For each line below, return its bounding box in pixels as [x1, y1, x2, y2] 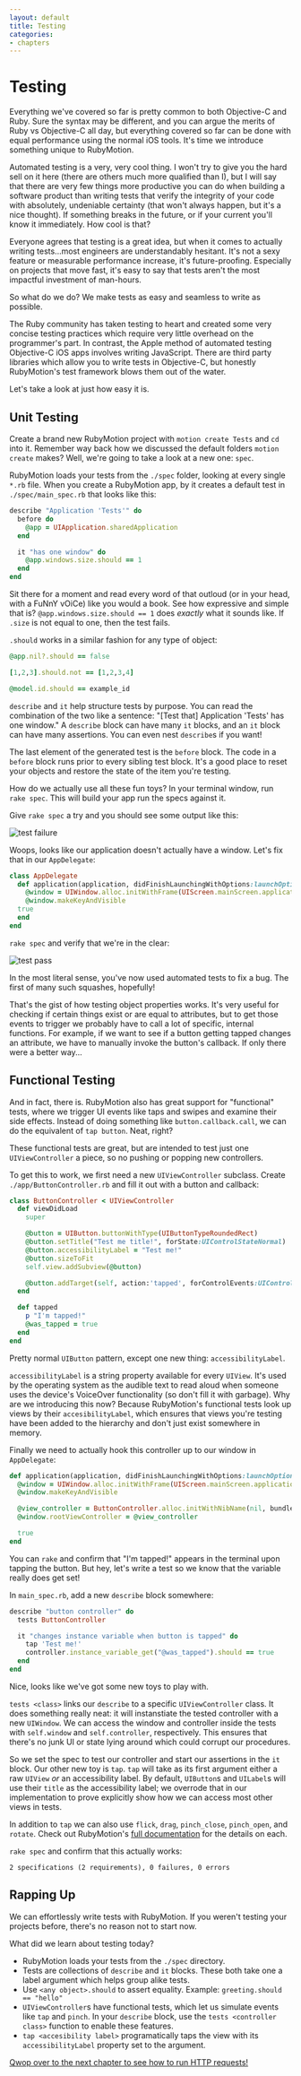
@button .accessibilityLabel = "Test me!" [25, 1245, 182, 1255]
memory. [9, 1427, 42, 1438]
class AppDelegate [9, 871, 78, 880]
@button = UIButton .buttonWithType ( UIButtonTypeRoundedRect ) [25, 1229, 258, 1238]
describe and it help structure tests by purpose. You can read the [9, 700, 254, 711]
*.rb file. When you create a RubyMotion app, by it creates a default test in [9, 480, 286, 489]
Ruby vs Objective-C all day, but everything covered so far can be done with [9, 125, 291, 136]
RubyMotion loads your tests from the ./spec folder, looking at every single [9, 470, 286, 480]
